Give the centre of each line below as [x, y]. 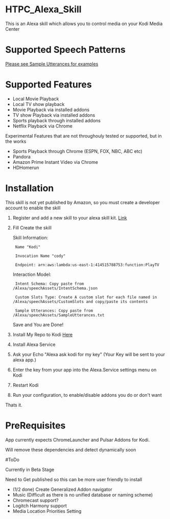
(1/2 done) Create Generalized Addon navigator [62, 489]
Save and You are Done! [38, 325]
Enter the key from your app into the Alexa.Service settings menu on [84, 370]
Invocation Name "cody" [40, 256]
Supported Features [48, 85]
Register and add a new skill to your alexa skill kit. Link [70, 218]
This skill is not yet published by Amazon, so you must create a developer [82, 202]
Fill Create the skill [32, 228]
